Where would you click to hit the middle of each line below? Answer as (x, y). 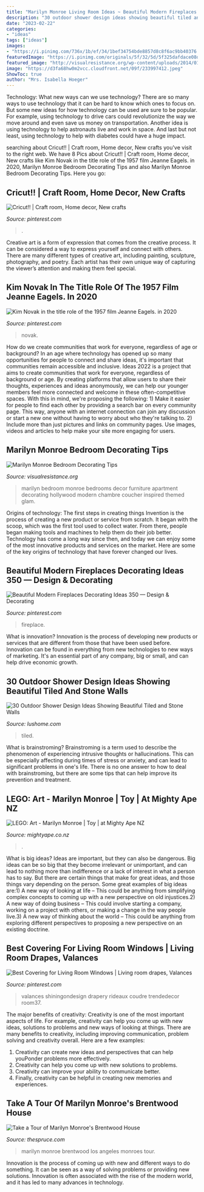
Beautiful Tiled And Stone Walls (67, 691)
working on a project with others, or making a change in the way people (96, 910)
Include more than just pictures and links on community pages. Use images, (101, 424)
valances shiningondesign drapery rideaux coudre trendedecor (100, 996)
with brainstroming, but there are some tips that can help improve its (92, 773)
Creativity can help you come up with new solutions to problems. (96, 1065)
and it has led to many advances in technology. (65, 1182)
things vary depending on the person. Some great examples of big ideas (97, 884)
